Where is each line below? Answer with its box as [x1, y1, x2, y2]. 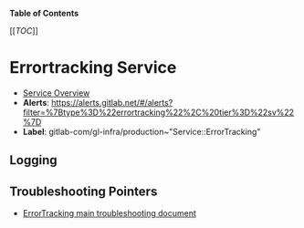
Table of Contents [9, 8, 79, 18]
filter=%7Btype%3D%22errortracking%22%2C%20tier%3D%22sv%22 [22, 107, 295, 118]
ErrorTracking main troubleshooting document [22, 208, 196, 219]
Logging [9, 152, 58, 168]
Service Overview [22, 87, 90, 98]
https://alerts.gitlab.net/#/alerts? [51, 97, 173, 108]
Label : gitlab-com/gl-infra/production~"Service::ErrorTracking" [22, 126, 261, 137]
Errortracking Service [9, 57, 177, 78]
